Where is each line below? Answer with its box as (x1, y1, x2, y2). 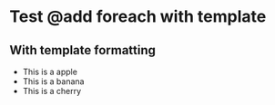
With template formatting (9, 43, 157, 58)
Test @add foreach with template (9, 6, 267, 27)
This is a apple (22, 66, 77, 77)
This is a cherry (22, 86, 82, 96)
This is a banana (22, 76, 85, 87)
